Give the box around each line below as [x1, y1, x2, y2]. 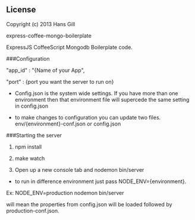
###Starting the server [6, 131, 62, 139]
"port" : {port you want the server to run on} [6, 78, 114, 85]
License [6, 5, 36, 15]
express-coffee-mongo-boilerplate [6, 32, 92, 39]
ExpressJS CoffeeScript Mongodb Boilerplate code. [6, 43, 133, 51]
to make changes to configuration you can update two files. [14, 114, 161, 121]
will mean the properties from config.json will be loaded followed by [6, 200, 172, 208]
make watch [14, 155, 45, 162]
